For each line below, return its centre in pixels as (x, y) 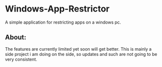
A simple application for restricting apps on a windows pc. (63, 22)
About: (16, 37)
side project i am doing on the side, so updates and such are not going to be (81, 54)
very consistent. (21, 59)
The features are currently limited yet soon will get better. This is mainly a (78, 49)
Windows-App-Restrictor (57, 9)
